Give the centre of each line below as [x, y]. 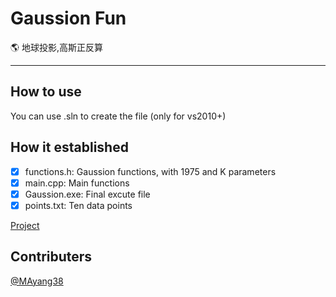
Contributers [51, 257]
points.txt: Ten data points [78, 205]
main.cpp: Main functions [77, 183]
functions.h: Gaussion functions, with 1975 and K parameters [150, 171]
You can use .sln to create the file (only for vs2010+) [118, 116]
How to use [46, 92]
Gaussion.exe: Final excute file [87, 194]
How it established [69, 147]
